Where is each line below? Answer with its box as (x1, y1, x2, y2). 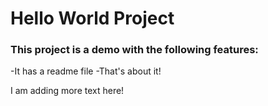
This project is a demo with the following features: (10, 43, 259, 57)
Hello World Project (10, 7, 175, 30)
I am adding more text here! (10, 85, 125, 97)
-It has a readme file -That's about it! (10, 65, 162, 77)
